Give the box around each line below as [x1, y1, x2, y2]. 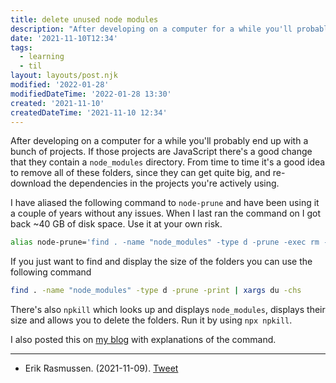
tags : [10, 42, 33, 53]
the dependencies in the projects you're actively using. [53, 177, 280, 190]
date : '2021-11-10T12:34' [10, 33, 118, 43]
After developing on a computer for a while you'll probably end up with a [10, 135, 309, 147]
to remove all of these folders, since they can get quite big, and [10, 167, 271, 179]
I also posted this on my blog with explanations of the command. [10, 334, 277, 346]
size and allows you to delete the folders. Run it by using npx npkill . [10, 314, 293, 326]
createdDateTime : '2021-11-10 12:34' [10, 107, 168, 118]
